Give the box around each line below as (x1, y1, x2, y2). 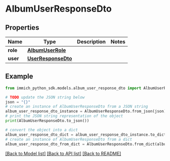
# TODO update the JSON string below (5, 95, 85, 100)
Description (76, 38, 106, 45)
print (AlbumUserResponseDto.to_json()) (5, 118, 90, 124)
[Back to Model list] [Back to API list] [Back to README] (5, 150, 121, 157)
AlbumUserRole (27, 47, 66, 54)
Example (5, 72, 33, 81)
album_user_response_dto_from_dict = (5, 141, 85, 147)
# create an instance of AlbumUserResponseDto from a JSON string (5, 104, 148, 109)
